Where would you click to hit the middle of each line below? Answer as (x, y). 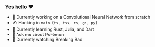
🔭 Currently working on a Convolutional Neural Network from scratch (81, 17)
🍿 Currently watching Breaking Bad (47, 40)
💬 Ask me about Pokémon (38, 35)
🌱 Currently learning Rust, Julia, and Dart (53, 29)
